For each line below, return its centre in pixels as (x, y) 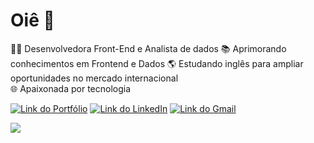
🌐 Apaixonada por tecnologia (71, 88)
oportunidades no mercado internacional (94, 78)
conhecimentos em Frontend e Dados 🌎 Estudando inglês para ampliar (157, 63)
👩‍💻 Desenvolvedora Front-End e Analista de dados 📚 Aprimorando (148, 48)
